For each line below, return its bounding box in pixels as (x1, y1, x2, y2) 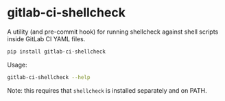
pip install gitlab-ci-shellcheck (7, 48, 106, 55)
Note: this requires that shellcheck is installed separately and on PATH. (7, 86, 207, 94)
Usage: (7, 60, 27, 69)
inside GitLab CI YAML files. (7, 34, 86, 43)
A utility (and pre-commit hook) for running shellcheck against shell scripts (7, 27, 219, 36)
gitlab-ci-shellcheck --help (7, 74, 91, 80)
